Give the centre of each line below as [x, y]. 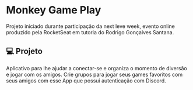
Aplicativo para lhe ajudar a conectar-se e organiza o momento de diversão [97, 68]
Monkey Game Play [54, 10]
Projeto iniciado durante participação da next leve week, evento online [90, 26]
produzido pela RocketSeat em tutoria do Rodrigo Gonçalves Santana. [90, 32]
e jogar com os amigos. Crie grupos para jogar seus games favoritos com [94, 74]
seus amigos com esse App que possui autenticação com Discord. [86, 80]
